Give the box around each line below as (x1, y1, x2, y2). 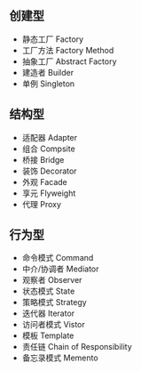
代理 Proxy (21, 198, 62, 209)
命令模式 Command (21, 253, 94, 263)
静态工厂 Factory (21, 34, 84, 44)
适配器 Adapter (21, 132, 78, 142)
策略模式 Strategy (21, 297, 87, 308)
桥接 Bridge (21, 154, 65, 165)
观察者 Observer (21, 275, 82, 286)
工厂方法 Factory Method (21, 44, 114, 55)
